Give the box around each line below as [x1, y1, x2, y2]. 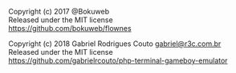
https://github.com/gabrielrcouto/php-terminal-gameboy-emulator [8, 56, 228, 65]
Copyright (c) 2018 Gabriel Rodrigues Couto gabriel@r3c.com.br [8, 39, 222, 48]
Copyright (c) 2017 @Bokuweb [8, 7, 110, 16]
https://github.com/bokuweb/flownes [8, 24, 132, 33]
